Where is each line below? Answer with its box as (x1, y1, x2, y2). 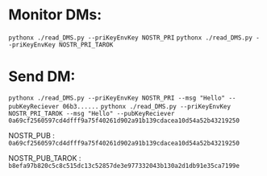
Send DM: (8, 68, 76, 86)
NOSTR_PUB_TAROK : (8, 153, 81, 162)
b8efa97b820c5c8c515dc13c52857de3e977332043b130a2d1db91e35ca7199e (8, 162, 240, 170)
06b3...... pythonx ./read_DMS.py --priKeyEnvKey (62, 102, 232, 110)
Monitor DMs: (8, 6, 102, 24)
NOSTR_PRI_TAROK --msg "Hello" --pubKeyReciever (8, 109, 175, 117)
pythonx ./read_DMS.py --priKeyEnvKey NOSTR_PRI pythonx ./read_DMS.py (8, 34, 252, 42)
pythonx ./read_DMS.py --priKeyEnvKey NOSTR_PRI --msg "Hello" (8, 94, 226, 102)
